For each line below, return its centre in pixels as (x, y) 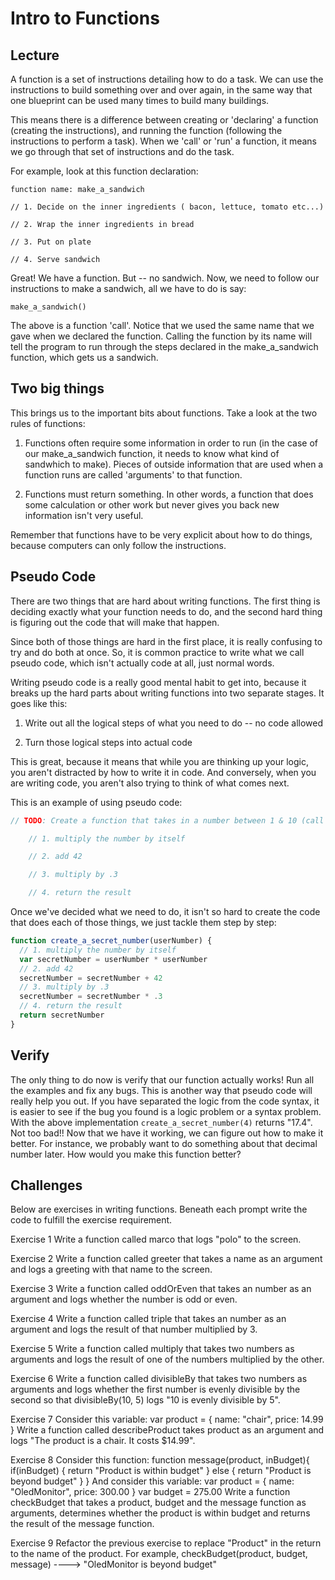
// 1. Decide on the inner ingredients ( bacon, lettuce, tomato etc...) (167, 207)
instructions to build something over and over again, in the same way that (161, 90)
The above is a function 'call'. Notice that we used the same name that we (162, 325)
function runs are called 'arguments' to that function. (133, 474)
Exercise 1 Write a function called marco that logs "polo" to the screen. (156, 1239)
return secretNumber (62, 1015)
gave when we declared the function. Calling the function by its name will (161, 336)
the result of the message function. (82, 1524)
